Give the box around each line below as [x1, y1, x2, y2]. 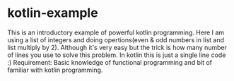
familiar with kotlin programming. [7, 66, 103, 74]
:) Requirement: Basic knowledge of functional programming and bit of [7, 58, 213, 66]
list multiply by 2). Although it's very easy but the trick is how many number [7, 43, 228, 51]
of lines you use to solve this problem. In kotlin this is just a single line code [7, 51, 226, 59]
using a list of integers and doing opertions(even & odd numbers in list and [7, 35, 225, 44]
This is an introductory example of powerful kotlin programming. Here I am [7, 28, 225, 37]
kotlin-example [7, 5, 98, 21]
